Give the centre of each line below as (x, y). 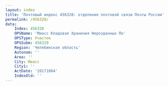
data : (11, 24)
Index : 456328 (29, 29)
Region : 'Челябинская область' (47, 48)
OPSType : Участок (33, 38)
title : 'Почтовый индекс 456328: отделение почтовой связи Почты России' (85, 15)
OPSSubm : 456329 (32, 43)
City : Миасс (27, 62)
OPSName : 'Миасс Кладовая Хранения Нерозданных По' (70, 33)
